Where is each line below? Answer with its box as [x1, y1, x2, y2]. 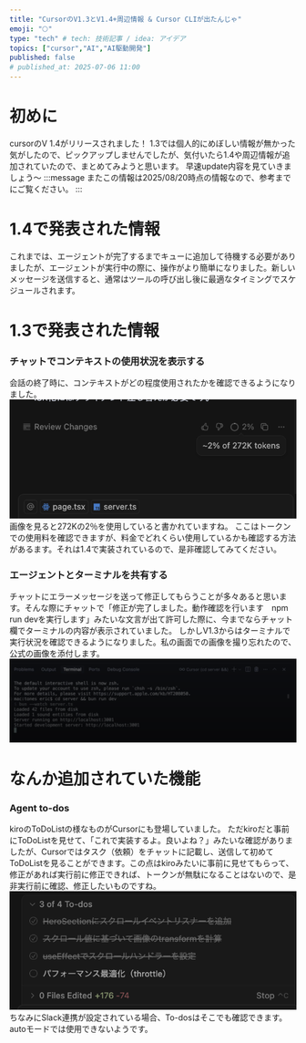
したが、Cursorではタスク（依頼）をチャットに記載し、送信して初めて [9, 846, 274, 857]
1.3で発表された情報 [9, 320, 159, 341]
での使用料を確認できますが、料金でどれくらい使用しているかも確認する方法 [9, 532, 297, 542]
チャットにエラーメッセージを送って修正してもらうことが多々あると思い [9, 591, 280, 602]
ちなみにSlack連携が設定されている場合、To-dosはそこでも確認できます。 [9, 1012, 288, 1023]
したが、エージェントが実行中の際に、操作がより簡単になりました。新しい [16, 262, 296, 273]
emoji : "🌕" [9, 24, 53, 34]
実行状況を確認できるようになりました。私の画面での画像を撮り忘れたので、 [9, 636, 297, 647]
